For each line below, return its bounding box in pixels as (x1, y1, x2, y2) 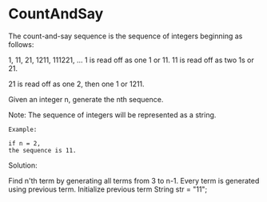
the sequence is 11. (8, 146, 78, 154)
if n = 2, (8, 139, 42, 148)
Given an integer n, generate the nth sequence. (8, 94, 164, 104)
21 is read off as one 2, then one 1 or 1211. (8, 79, 145, 89)
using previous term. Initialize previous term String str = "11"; (8, 184, 208, 194)
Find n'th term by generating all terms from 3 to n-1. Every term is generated (8, 176, 260, 185)
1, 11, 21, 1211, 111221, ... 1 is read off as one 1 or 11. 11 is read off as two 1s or (8, 55, 254, 65)
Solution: (8, 160, 38, 170)
